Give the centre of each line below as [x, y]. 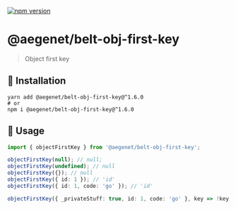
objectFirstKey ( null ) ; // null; [55, 160]
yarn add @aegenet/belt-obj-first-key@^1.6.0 [75, 97]
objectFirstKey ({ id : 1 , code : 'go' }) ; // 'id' [80, 186]
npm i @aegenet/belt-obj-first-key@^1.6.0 [71, 109]
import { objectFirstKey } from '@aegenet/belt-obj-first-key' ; [104, 147]
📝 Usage [26, 131]
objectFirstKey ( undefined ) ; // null [61, 166]
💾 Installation [37, 81]
